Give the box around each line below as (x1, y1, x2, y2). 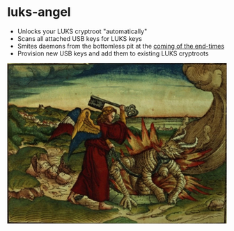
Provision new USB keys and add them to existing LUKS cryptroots (17, 49, 209, 58)
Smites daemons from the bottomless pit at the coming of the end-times (17, 42, 225, 50)
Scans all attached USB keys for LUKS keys (17, 34, 143, 42)
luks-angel (7, 4, 71, 20)
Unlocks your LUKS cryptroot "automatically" (17, 27, 148, 35)
